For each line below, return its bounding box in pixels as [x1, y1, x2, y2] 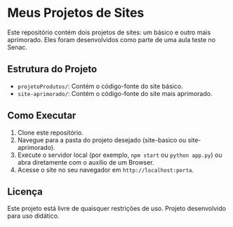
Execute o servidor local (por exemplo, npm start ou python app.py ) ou [17, 151, 222, 159]
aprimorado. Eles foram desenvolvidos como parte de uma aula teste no [7, 35, 216, 43]
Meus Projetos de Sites [7, 5, 145, 21]
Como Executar [7, 110, 76, 122]
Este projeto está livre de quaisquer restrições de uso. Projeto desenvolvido [7, 205, 227, 213]
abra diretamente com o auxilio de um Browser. [17, 158, 154, 166]
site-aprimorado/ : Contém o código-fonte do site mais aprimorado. [17, 89, 213, 97]
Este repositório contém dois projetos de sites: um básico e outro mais [7, 28, 211, 36]
